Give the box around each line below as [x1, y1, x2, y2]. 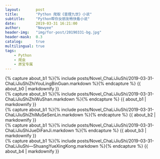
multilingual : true [5, 44, 45, 49]
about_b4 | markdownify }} [5, 148, 60, 155]
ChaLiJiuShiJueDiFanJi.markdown [5, 128, 74, 133]
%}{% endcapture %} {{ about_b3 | [75, 128, 147, 133]
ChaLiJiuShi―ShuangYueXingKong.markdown [5, 143, 99, 149]
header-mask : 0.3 [5, 35, 43, 40]
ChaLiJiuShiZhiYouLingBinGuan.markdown [5, 80, 91, 86]
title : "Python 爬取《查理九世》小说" [5, 12, 92, 17]
